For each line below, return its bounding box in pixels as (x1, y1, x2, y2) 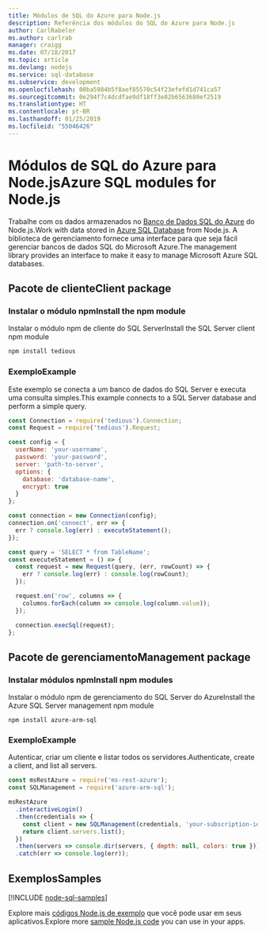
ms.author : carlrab (8, 33, 73, 42)
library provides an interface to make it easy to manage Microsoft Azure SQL (8, 250, 258, 260)
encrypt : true (22, 482, 69, 491)
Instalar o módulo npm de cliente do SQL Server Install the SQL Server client (8, 323, 256, 334)
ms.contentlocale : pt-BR (8, 108, 90, 116)
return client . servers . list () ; (22, 828, 126, 836)
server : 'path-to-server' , (15, 460, 104, 469)
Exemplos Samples (8, 871, 102, 886)
